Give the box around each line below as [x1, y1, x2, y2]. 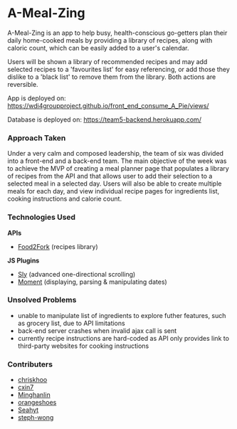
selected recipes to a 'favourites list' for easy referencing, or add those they [7, 65, 230, 73]
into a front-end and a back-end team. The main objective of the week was [7, 157, 227, 165]
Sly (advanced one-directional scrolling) [17, 270, 136, 278]
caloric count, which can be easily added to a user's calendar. [7, 43, 189, 52]
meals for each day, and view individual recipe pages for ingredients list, [7, 187, 220, 196]
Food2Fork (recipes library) [17, 242, 98, 250]
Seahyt [17, 406, 39, 414]
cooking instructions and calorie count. [7, 194, 122, 203]
